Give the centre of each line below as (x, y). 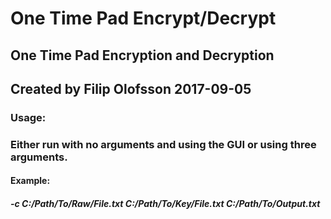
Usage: (28, 117)
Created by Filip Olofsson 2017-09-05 (131, 88)
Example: (30, 181)
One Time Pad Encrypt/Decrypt (143, 18)
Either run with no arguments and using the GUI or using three (163, 144)
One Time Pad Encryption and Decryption (142, 55)
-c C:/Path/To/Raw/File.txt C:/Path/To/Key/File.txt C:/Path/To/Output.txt (165, 203)
